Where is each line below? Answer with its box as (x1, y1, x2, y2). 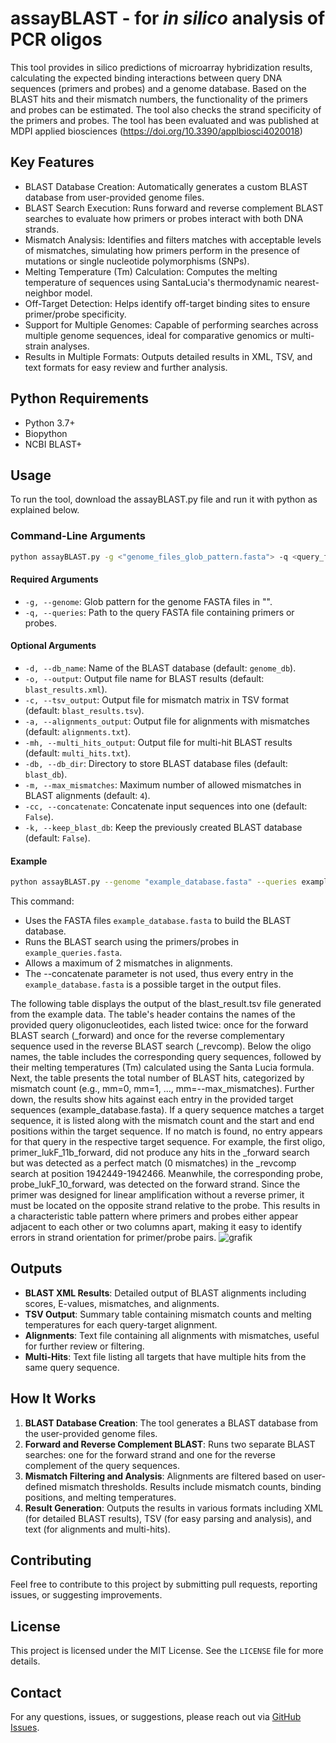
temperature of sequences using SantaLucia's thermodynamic (24, 276, 283, 288)
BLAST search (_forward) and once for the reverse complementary (10, 1030, 285, 1042)
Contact (10, 1684, 62, 1701)
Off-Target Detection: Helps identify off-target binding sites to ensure (24, 297, 311, 309)
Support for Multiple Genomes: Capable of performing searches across (24, 318, 319, 331)
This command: (10, 895, 75, 907)
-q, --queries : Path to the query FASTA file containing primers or (24, 606, 295, 618)
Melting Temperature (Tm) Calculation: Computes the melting (24, 265, 278, 277)
